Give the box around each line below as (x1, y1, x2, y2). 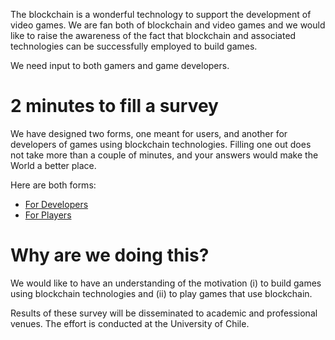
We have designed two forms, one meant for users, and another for (10, 127, 288, 139)
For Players (24, 209, 72, 221)
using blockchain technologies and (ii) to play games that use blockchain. (10, 287, 313, 299)
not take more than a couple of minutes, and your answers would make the (10, 149, 319, 161)
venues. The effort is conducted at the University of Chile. (10, 317, 250, 329)
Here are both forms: (10, 179, 97, 191)
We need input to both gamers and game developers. (10, 60, 230, 71)
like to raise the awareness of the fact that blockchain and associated (10, 30, 297, 41)
